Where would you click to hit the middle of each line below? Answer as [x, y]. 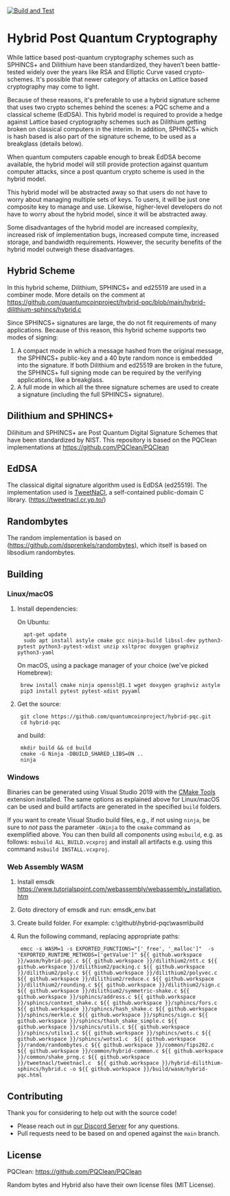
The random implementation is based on [64, 538]
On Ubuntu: [33, 622]
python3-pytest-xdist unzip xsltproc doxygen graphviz [119, 646]
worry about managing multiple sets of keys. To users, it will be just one [108, 199]
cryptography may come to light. [53, 87]
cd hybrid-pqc [41, 722]
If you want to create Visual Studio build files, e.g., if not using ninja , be [109, 820]
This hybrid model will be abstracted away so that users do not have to [107, 192]
